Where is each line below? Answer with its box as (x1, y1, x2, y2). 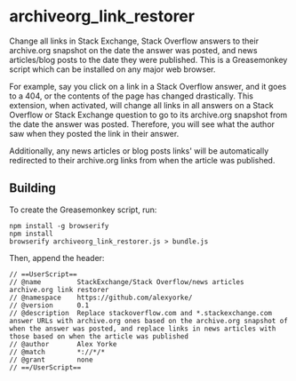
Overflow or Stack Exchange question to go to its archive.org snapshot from (9, 109, 288, 120)
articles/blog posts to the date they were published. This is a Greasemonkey (9, 54, 288, 65)
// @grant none (9, 355, 93, 364)
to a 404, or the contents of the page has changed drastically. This (9, 91, 253, 101)
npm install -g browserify (9, 221, 109, 230)
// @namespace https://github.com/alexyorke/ (9, 293, 193, 302)
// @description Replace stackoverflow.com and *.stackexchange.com (9, 308, 273, 317)
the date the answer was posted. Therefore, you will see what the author (9, 118, 276, 130)
